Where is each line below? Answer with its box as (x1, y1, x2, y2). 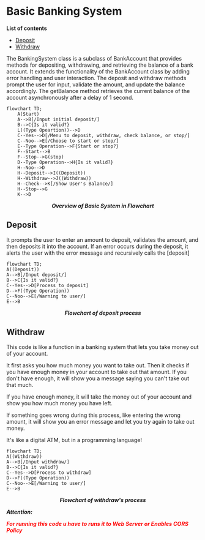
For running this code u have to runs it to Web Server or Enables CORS (6, 520, 188, 527)
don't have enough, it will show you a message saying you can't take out (6, 375, 190, 382)
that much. (6, 381, 34, 388)
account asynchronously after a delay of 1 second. (6, 94, 133, 101)
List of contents (6, 24, 47, 32)
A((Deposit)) (6, 266, 40, 272)
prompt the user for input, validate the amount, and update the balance (6, 81, 185, 88)
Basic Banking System (6, 4, 122, 18)
